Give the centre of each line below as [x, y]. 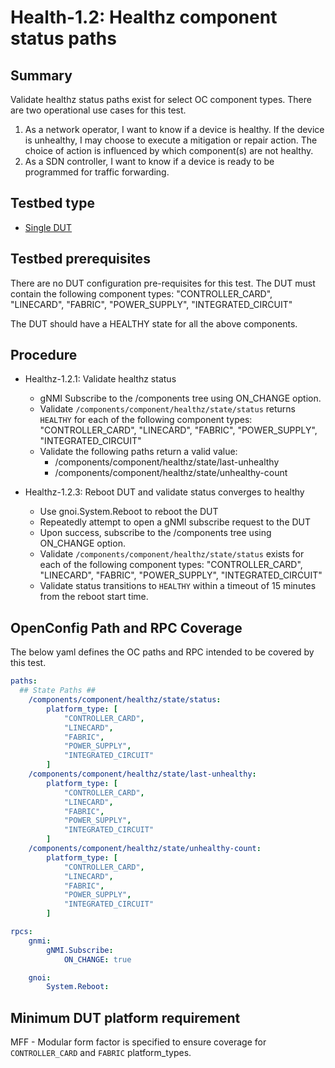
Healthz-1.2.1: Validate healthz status [100, 379]
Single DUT [48, 227]
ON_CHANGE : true [97, 959]
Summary [41, 75]
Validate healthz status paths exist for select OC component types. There [161, 99]
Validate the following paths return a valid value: [138, 452]
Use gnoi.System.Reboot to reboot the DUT [129, 512]
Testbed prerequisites [80, 259]
